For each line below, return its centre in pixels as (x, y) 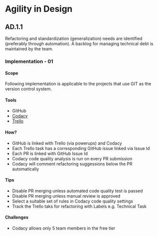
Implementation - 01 (29, 61)
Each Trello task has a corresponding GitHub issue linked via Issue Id (81, 148)
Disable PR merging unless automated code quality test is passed (77, 191)
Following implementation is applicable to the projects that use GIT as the (78, 84)
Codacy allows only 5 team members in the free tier (63, 228)
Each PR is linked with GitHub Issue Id (50, 153)
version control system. (28, 89)
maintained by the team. (29, 49)
